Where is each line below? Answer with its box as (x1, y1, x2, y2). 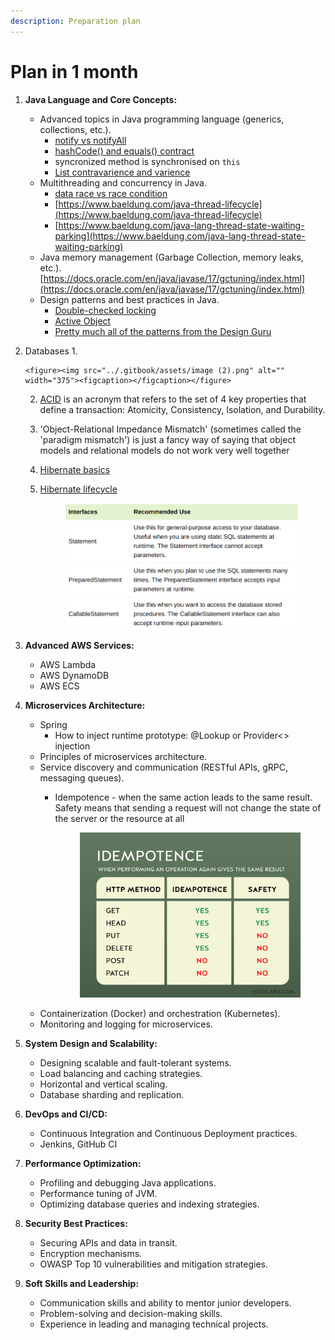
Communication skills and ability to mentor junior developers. (39, 1296, 292, 1309)
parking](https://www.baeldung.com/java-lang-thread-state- (54, 230, 306, 242)
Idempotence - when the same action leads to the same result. (54, 791, 313, 803)
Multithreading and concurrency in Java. (39, 176, 207, 189)
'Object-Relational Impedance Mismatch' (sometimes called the (39, 423, 302, 435)
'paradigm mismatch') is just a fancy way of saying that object (39, 433, 296, 445)
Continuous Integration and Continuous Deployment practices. (39, 1127, 298, 1139)
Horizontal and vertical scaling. (39, 1078, 168, 1090)
